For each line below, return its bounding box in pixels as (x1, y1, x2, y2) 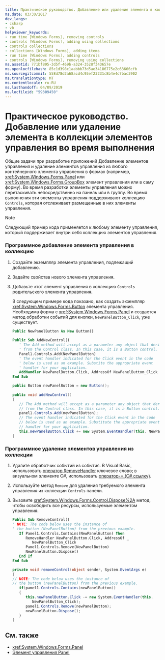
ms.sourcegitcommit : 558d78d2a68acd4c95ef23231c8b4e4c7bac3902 (5, 71, 137, 76)
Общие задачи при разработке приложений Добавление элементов (5, 158, 149, 164)
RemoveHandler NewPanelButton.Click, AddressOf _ (25, 536, 129, 540)
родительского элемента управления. (12, 289, 93, 295)
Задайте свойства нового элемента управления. (12, 274, 115, 280)
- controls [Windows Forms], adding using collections (5, 39, 120, 44)
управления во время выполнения (5, 142, 155, 153)
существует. (12, 319, 38, 325)
